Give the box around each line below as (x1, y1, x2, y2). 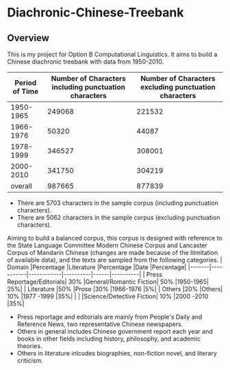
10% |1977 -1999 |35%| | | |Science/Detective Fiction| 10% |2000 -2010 (7, 293, 209, 300)
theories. (16, 342, 42, 350)
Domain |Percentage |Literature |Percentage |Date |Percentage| (7, 263, 187, 271)
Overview (7, 32, 50, 44)
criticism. (16, 356, 43, 365)
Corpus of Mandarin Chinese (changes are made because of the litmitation (7, 249, 218, 256)
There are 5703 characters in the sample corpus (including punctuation (16, 199, 219, 207)
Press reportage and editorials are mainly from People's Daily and (16, 313, 203, 321)
